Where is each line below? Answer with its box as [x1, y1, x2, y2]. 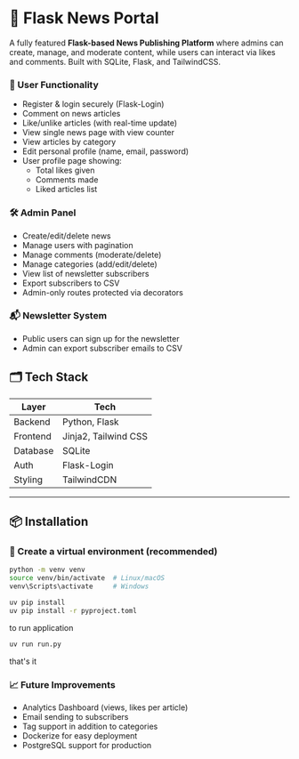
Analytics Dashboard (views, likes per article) [21, 702, 189, 713]
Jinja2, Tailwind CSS [61, 430, 149, 442]
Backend [13, 416, 51, 428]
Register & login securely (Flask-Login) [21, 99, 165, 109]
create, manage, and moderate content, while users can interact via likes [9, 46, 276, 57]
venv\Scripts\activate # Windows [9, 582, 149, 591]
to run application [9, 622, 74, 633]
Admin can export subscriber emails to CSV [21, 343, 182, 353]
